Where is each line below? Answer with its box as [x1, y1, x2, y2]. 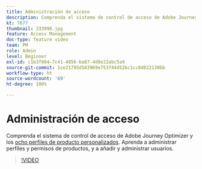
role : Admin [6, 48, 36, 54]
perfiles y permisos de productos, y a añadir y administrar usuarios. [6, 144, 174, 152]
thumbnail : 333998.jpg [6, 25, 63, 32]
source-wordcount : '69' [6, 76, 66, 82]
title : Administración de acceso [6, 8, 90, 15]
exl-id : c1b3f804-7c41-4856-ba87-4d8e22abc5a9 [6, 59, 125, 65]
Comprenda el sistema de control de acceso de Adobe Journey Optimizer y [6, 132, 194, 139]
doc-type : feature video [6, 37, 69, 43]
